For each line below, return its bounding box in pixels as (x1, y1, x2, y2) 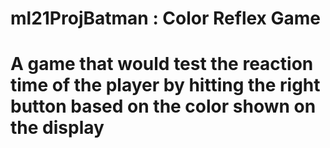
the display (10, 117, 105, 139)
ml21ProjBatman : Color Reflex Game (10, 7, 321, 30)
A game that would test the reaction (10, 53, 314, 76)
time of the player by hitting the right (10, 74, 321, 97)
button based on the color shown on (10, 95, 317, 118)
